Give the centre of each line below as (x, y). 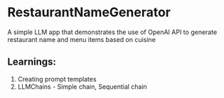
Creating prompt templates (57, 79)
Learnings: (32, 62)
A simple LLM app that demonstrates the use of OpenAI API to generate (112, 32)
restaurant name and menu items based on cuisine (82, 39)
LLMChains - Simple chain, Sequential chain (82, 87)
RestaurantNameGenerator (89, 12)
